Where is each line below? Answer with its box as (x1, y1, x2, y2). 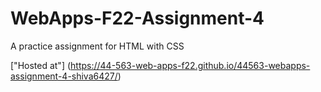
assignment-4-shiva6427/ (10, 70, 118, 82)
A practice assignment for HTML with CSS (10, 40, 185, 52)
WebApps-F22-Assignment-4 (10, 7, 265, 30)
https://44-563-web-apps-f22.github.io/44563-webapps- (70, 59, 311, 71)
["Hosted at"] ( (10, 59, 72, 71)
